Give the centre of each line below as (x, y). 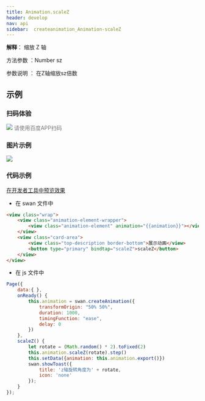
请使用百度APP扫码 (38, 128)
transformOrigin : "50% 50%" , (76, 307)
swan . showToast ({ (50, 364)
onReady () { (32, 296)
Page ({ (15, 284)
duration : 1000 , (59, 313)
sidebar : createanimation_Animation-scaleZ (64, 29)
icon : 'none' (55, 375)
